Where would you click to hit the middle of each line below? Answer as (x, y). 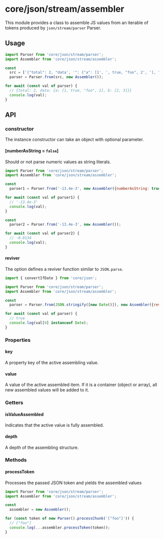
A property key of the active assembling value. (52, 362)
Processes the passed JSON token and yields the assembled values (73, 483)
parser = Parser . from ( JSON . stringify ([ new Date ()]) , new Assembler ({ (82, 305)
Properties (18, 340)
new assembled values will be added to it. (47, 390)
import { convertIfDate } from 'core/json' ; (51, 278)
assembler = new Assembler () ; (40, 510)
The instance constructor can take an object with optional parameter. (74, 140)
